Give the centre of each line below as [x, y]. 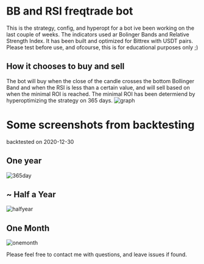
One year [24, 161]
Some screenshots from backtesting [100, 125]
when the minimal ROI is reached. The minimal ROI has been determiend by [101, 94]
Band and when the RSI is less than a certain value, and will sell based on [98, 87]
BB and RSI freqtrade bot [70, 11]
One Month [28, 228]
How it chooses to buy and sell [65, 66]
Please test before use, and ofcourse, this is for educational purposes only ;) [102, 47]
